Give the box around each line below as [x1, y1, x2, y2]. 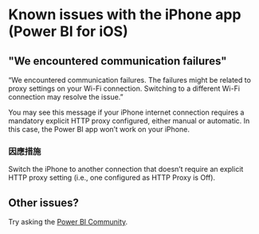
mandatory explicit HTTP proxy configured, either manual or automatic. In [8, 116, 250, 125]
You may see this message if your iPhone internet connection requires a [8, 107, 245, 117]
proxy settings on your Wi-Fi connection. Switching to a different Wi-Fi [8, 84, 241, 93]
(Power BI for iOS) [8, 22, 129, 41]
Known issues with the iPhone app [8, 6, 241, 24]
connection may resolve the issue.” [8, 92, 124, 101]
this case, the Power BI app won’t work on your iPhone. [8, 125, 190, 134]
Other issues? [8, 196, 80, 209]
